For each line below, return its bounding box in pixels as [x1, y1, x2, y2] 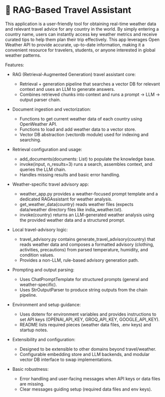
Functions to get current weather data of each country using [19, 116, 142, 121]
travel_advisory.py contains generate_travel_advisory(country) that [19, 236, 155, 242]
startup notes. [19, 327, 48, 333]
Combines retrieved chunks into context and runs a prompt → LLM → [19, 91, 160, 97]
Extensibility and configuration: [12, 336, 75, 342]
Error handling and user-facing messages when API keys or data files [19, 375, 161, 382]
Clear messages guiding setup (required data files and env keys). [19, 386, 152, 392]
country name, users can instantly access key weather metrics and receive [5, 31, 158, 37]
